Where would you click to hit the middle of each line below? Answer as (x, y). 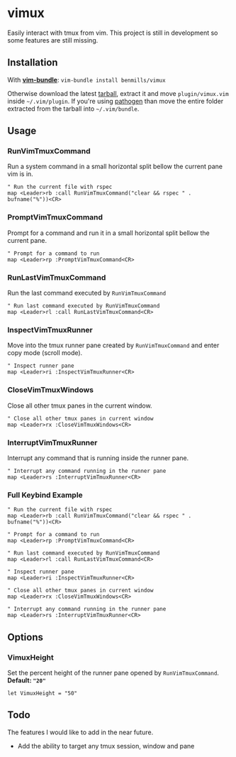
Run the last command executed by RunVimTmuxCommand (87, 293)
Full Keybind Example (45, 495)
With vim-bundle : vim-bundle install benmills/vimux (86, 80)
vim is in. (20, 174)
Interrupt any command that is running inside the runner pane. (98, 458)
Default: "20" (27, 680)
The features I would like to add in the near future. (80, 732)
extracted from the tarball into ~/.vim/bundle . (73, 109)
